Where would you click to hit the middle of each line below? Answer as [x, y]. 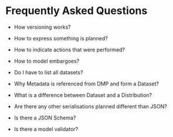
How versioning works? [42, 27]
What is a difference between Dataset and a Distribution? [83, 95]
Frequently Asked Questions [77, 11]
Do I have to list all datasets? [48, 72]
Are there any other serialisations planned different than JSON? [91, 106]
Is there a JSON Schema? [45, 118]
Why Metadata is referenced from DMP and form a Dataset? [86, 84]
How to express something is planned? [61, 38]
